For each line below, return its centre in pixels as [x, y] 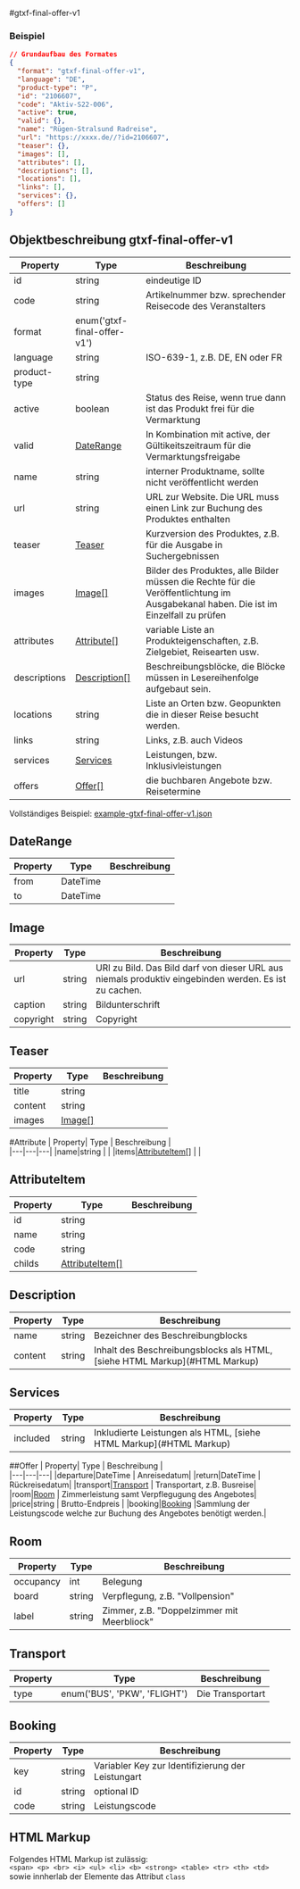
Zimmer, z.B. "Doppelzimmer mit [170, 1610]
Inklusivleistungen [183, 765]
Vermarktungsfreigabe [193, 456]
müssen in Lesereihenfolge [202, 678]
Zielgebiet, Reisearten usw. [203, 652]
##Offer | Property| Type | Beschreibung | [86, 1466]
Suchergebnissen [183, 555]
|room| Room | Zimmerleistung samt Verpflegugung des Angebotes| [133, 1494]
